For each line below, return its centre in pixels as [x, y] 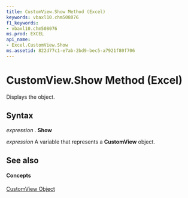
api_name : [19, 39]
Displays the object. [31, 97]
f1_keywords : [22, 23]
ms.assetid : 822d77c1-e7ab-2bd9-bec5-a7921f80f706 [71, 51]
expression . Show [29, 130]
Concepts [19, 176]
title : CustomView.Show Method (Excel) [56, 12]
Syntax [20, 116]
